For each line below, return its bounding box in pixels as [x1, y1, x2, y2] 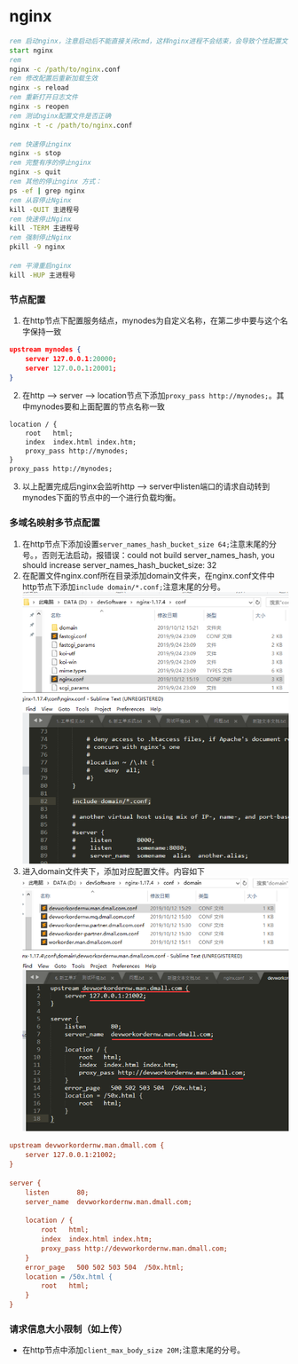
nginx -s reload [9, 83, 69, 92]
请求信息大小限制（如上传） [9, 1323, 128, 1336]
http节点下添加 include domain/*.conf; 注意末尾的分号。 [21, 581, 226, 592]
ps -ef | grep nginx [9, 186, 86, 195]
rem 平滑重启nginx [9, 261, 72, 270]
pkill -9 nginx [9, 242, 66, 252]
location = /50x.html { [25, 1272, 114, 1281]
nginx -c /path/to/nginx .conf [9, 65, 122, 74]
